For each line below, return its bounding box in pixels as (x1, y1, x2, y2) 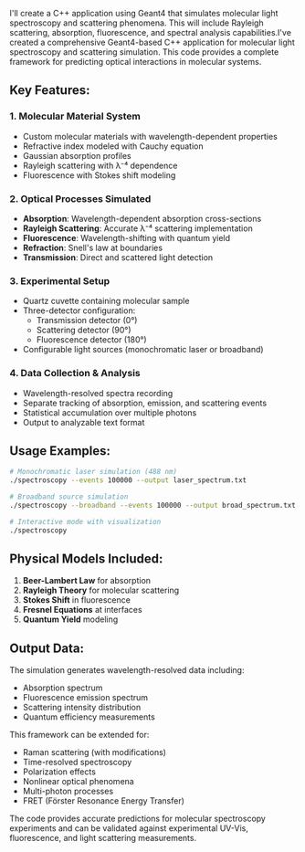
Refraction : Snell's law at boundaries (22, 242, 163, 253)
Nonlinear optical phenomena (22, 776, 134, 787)
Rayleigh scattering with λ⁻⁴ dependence (22, 160, 178, 171)
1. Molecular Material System (9, 110, 142, 122)
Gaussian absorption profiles (22, 150, 131, 161)
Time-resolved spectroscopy (22, 757, 132, 768)
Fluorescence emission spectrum (22, 692, 149, 703)
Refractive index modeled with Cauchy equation (22, 141, 204, 152)
